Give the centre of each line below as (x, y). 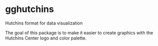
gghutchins (30, 9)
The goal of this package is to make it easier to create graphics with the (79, 32)
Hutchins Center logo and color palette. (46, 38)
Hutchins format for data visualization (44, 23)
